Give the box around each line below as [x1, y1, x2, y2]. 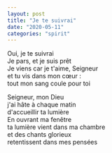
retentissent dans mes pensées [7, 138, 98, 147]
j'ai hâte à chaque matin [7, 100, 76, 109]
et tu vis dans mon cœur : [7, 72, 82, 80]
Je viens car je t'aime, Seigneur [7, 64, 99, 73]
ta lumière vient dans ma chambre [7, 123, 106, 131]
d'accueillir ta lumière [7, 108, 69, 116]
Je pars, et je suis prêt [7, 57, 72, 66]
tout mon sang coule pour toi [7, 79, 91, 88]
